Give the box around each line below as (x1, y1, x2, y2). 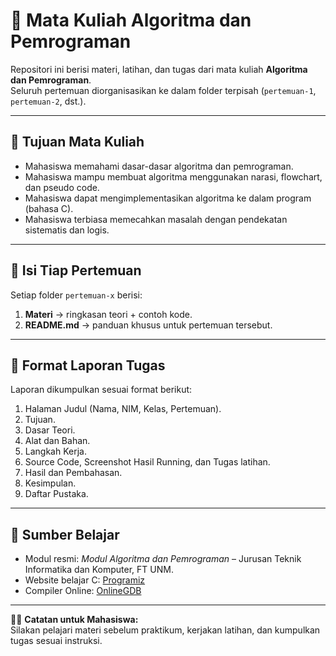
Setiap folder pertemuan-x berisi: (10, 289, 143, 301)
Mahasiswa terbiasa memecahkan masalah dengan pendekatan (24, 213, 288, 225)
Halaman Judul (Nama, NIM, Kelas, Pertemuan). (24, 403, 222, 415)
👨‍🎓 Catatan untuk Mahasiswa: (10, 614, 139, 626)
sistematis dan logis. (24, 224, 110, 236)
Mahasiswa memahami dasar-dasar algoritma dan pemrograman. (24, 160, 294, 172)
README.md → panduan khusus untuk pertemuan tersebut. (24, 319, 273, 331)
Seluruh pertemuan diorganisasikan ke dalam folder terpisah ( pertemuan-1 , (10, 84, 317, 96)
